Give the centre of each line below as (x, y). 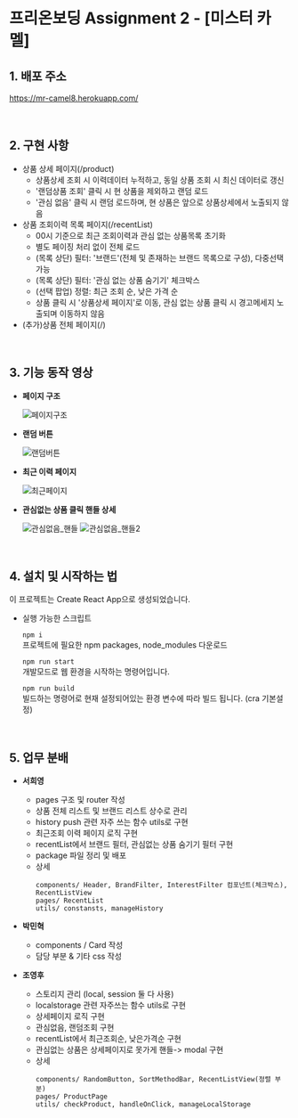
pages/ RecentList (69, 901)
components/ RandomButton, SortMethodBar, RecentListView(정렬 (153, 1080)
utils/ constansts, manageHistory (99, 909)
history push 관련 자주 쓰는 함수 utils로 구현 (112, 822)
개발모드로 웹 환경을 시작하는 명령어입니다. (96, 672)
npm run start (48, 662)
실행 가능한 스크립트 (56, 618)
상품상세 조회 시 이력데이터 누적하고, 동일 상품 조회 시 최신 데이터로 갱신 (160, 180)
